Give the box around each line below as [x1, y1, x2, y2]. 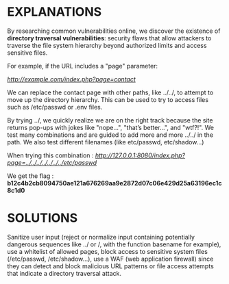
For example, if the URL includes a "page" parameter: [7, 62, 158, 70]
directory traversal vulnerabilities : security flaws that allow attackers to [7, 34, 212, 42]
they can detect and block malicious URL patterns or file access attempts [7, 261, 214, 270]
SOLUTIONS [7, 210, 78, 226]
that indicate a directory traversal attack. [7, 269, 122, 277]
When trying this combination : [7, 151, 94, 159]
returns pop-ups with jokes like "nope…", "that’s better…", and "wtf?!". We [7, 123, 215, 131]
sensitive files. [7, 49, 48, 57]
